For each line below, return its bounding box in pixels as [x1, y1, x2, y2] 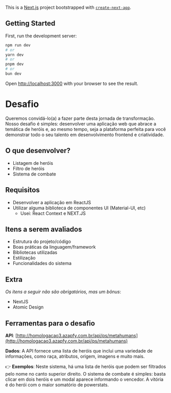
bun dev [5, 71, 22, 76]
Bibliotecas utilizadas [12, 249, 58, 255]
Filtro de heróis [12, 165, 45, 171]
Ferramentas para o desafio [5, 319, 95, 327]
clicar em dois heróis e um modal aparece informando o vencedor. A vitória [5, 376, 164, 382]
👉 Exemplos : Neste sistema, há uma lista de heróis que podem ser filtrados [5, 363, 166, 369]
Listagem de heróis [12, 160, 54, 166]
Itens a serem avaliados [5, 225, 82, 233]
